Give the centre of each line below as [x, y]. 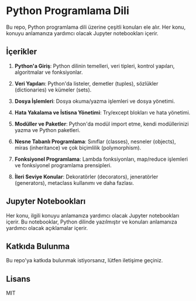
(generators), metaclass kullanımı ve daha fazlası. [74, 182]
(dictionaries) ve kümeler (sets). [53, 90]
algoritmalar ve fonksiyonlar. [49, 72]
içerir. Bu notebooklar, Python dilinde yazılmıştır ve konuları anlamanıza [92, 222]
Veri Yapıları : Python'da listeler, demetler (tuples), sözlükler [86, 83]
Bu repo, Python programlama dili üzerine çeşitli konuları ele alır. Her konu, [96, 27]
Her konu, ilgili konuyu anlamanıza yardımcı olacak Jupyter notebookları [93, 215]
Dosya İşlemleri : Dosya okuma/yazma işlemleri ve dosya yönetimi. [95, 101]
